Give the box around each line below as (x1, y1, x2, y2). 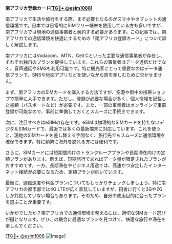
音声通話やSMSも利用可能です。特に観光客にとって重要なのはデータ (14, 65, 158, 71)
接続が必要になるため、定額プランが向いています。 (18, 169, 126, 175)
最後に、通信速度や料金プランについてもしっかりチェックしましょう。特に (5, 180, 162, 185)
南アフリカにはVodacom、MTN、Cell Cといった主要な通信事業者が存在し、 (5, 52, 165, 59)
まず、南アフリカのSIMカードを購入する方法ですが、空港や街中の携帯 (5, 89, 153, 95)
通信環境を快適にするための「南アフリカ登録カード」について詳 (32, 35, 167, 41)
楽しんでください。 (5, 223, 46, 229)
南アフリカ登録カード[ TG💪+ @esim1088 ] (5, 5, 93, 11)
